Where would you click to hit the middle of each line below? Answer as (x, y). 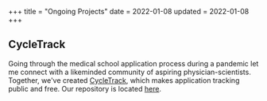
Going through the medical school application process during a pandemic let (133, 63)
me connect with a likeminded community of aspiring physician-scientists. (130, 72)
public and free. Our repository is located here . (85, 88)
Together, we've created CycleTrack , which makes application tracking (124, 80)
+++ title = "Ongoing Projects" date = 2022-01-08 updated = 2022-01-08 (129, 11)
